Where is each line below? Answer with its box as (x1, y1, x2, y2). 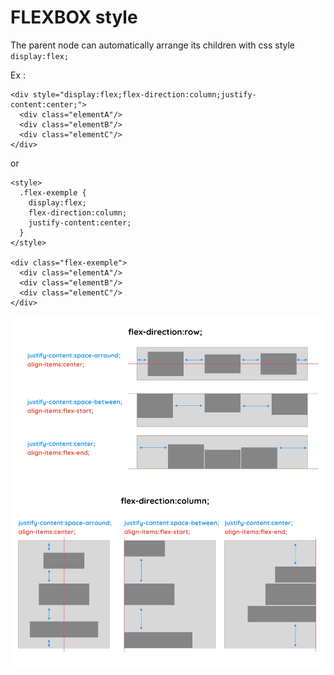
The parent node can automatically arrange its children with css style (10, 39, 295, 51)
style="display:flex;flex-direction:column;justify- (32, 89, 257, 100)
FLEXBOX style (10, 6, 138, 29)
